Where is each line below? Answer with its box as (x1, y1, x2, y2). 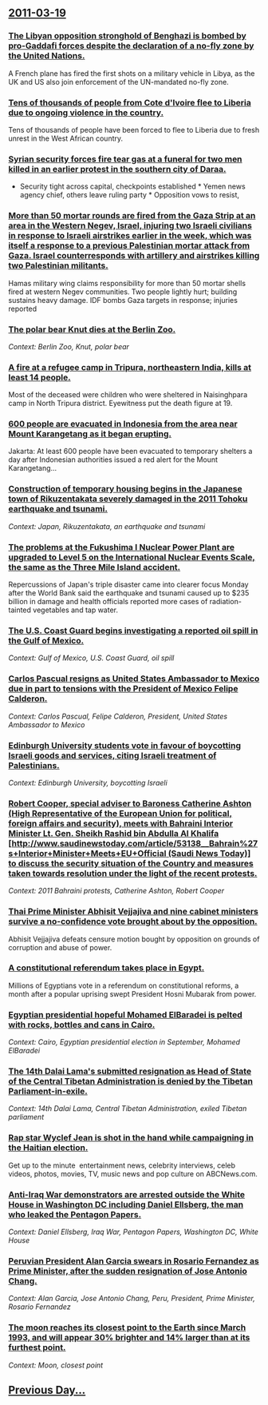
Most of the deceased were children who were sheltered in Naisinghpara (8, 390, 248, 400)
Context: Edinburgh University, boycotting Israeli (8, 778, 167, 787)
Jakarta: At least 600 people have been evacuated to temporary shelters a (8, 447, 253, 456)
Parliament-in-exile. (8, 1086, 88, 1097)
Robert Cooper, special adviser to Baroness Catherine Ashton (8, 798, 252, 809)
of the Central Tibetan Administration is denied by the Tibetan (8, 1076, 254, 1087)
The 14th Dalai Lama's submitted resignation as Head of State (8, 1066, 252, 1077)
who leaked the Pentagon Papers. (8, 1208, 142, 1220)
